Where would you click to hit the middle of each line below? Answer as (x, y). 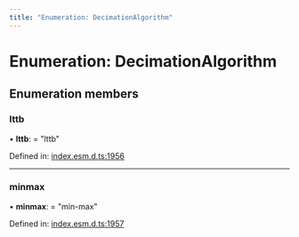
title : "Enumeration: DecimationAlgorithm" (91, 17)
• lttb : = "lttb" (35, 138)
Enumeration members (74, 94)
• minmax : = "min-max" (53, 206)
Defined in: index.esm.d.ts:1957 (67, 224)
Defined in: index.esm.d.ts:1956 (67, 155)
